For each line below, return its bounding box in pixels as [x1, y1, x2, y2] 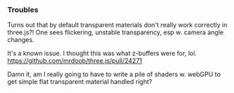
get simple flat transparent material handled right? [7, 78, 153, 86]
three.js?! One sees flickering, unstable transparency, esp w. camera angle [7, 28, 224, 36]
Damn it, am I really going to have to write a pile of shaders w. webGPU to [7, 70, 221, 78]
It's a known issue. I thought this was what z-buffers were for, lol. [7, 49, 197, 57]
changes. [7, 36, 35, 44]
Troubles [7, 5, 39, 15]
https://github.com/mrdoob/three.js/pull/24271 [7, 57, 142, 65]
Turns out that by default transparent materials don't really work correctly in [7, 21, 228, 29]
